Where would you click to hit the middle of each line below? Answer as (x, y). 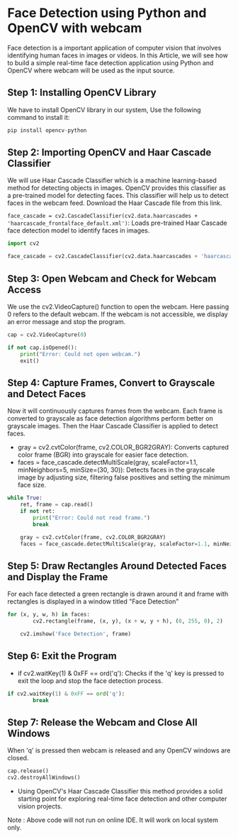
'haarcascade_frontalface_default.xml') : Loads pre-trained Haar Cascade (118, 223)
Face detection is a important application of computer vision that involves (114, 48)
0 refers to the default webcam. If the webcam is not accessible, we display (118, 314)
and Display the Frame (58, 577)
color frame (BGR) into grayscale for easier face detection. (103, 455)
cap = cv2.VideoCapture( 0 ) (47, 335)
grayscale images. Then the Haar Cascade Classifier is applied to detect (113, 426)
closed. (18, 758)
